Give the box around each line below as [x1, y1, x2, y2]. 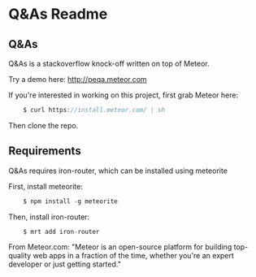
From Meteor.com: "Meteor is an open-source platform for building [8, 242, 232, 252]
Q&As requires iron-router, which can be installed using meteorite [8, 166, 228, 175]
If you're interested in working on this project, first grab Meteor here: [8, 90, 238, 100]
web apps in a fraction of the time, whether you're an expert [33, 251, 234, 261]
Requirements [8, 144, 81, 158]
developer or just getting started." [8, 259, 122, 269]
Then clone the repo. [8, 120, 79, 130]
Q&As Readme [8, 5, 108, 24]
